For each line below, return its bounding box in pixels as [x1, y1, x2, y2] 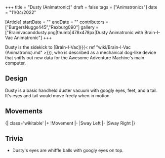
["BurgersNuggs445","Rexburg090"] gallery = [5, 24, 99, 30]
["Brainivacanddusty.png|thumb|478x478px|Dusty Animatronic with [5, 30, 144, 35]
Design [5, 74, 28, 83]
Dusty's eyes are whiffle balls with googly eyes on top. [12, 148, 124, 154]
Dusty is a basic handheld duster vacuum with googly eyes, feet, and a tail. [5, 87, 158, 93]
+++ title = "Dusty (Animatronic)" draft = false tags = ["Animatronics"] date [5, 4, 158, 10]
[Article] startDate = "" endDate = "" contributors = [5, 19, 109, 25]
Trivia [5, 134, 23, 143]
